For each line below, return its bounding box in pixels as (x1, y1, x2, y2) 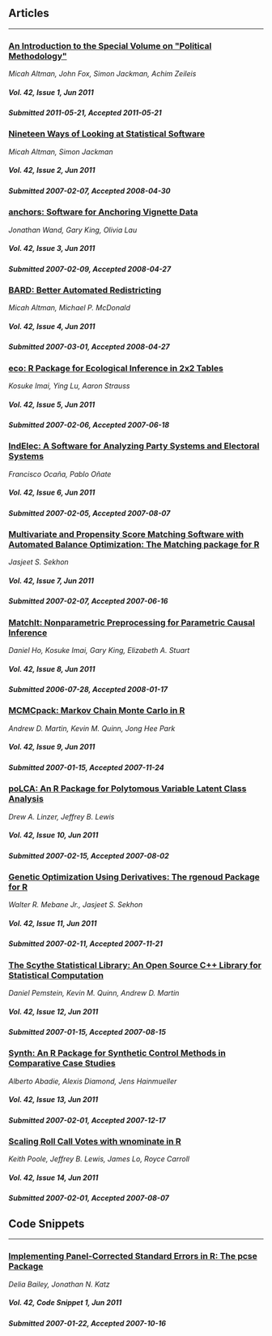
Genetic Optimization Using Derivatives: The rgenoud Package (8, 871, 261, 882)
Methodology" (8, 50, 67, 62)
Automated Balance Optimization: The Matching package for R (8, 539, 260, 551)
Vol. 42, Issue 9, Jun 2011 (8, 742, 96, 752)
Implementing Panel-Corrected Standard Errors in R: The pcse (8, 1251, 257, 1262)
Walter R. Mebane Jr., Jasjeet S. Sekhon (8, 900, 143, 910)
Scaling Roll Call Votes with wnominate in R (8, 1136, 182, 1148)
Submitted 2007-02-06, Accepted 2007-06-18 (8, 420, 170, 430)
